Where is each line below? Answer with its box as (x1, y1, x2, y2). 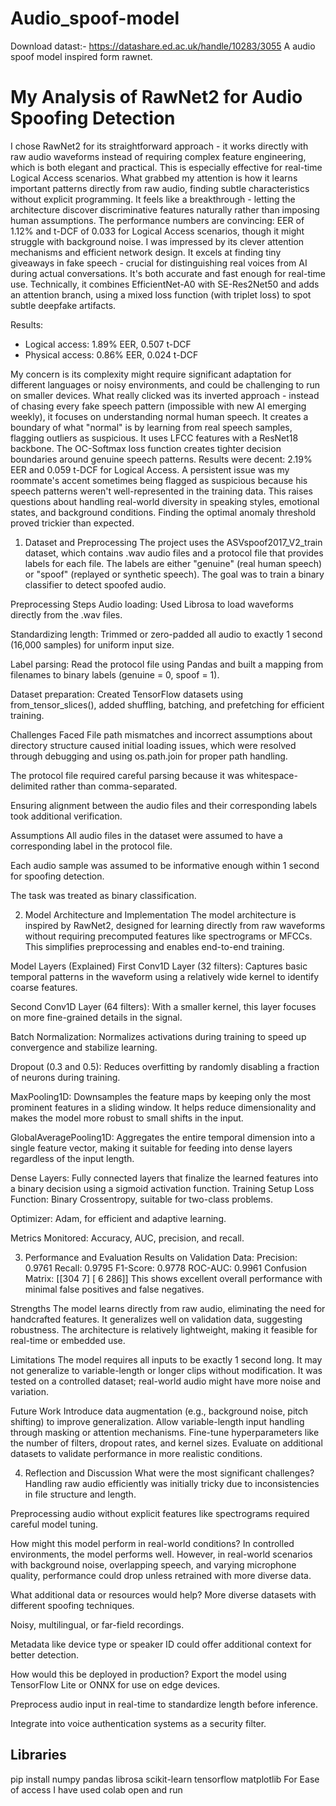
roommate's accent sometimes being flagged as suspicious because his (10, 474, 308, 486)
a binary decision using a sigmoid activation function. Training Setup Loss (10, 1182, 315, 1194)
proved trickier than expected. (10, 517, 135, 529)
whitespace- (246, 769, 298, 781)
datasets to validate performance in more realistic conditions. (10, 1447, 263, 1459)
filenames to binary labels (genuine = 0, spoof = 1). (10, 668, 220, 681)
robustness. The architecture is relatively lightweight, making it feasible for (10, 1323, 318, 1336)
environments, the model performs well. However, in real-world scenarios (10, 1548, 313, 1560)
